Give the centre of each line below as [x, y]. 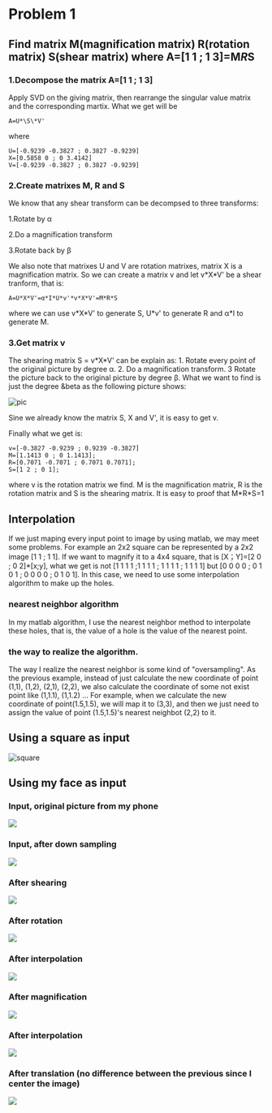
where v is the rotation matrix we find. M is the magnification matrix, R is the [136, 485]
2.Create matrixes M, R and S [67, 185]
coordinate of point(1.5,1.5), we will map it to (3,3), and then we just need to [134, 704]
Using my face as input [68, 783]
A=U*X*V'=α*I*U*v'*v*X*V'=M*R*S [63, 298]
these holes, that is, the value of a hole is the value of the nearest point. [128, 631]
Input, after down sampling [63, 844]
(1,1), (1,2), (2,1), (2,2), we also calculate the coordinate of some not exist [129, 686]
